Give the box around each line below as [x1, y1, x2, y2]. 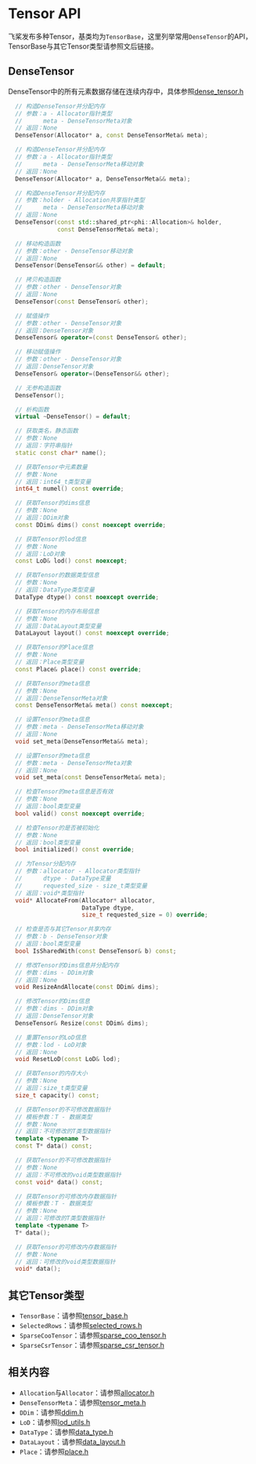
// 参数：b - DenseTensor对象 [15, 932, 108, 941]
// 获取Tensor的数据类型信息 [15, 571, 99, 580]
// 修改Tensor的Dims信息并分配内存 [15, 961, 120, 969]
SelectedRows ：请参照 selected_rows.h [19, 1321, 142, 1330]
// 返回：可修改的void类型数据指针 [15, 1257, 116, 1265]
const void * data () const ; [15, 1178, 103, 1186]
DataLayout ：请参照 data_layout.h [19, 1437, 126, 1446]
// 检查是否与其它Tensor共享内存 [15, 925, 111, 933]
